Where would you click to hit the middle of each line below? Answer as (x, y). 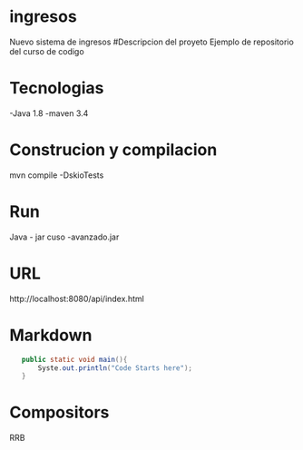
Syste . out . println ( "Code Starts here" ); (115, 368)
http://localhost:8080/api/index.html (77, 298)
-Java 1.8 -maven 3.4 (49, 113)
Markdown (51, 335)
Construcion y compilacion (113, 150)
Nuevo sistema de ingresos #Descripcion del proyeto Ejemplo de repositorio (152, 42)
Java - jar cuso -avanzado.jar (64, 237)
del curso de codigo (47, 51)
